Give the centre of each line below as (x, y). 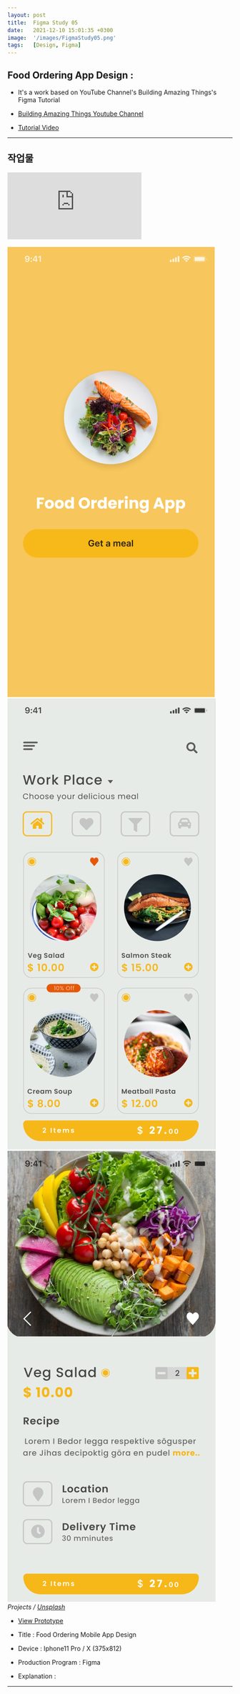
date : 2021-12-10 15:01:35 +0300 (60, 30)
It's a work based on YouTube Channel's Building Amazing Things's (117, 92)
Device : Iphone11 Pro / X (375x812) (70, 1648)
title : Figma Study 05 (43, 23)
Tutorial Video (38, 127)
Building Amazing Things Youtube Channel (81, 114)
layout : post (27, 15)
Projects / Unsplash (36, 1607)
